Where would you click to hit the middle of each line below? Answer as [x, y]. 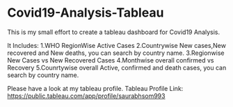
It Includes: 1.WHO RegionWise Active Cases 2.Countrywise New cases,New [116, 45]
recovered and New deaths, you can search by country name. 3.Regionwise [116, 53]
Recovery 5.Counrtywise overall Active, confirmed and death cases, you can [117, 67]
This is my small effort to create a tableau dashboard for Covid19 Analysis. [114, 32]
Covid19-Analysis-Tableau [86, 13]
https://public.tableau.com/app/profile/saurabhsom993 [86, 96]
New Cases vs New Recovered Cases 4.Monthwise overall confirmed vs [111, 60]
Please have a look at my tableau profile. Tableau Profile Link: [95, 88]
